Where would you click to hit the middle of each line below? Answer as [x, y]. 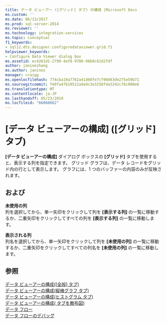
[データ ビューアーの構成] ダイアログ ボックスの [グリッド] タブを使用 [77, 157]
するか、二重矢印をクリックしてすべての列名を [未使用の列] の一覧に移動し [82, 247]
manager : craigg [22, 75]
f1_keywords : [19, 43]
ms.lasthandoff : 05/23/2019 [34, 98]
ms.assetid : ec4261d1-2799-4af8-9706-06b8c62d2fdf [59, 61]
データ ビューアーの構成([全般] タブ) [42, 284]
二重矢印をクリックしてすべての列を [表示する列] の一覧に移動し [84, 218]
